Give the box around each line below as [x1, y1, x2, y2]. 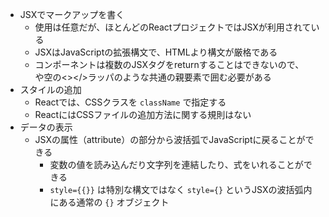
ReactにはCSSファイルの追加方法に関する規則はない [34, 109, 252, 120]
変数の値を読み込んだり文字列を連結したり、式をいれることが [49, 159, 304, 170]
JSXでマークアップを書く [19, 9, 125, 20]
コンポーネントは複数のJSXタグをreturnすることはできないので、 [34, 59, 305, 70]
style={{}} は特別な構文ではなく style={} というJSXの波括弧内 [49, 184, 313, 195]
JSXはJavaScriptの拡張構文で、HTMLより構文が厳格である [34, 46, 278, 58]
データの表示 [19, 121, 73, 133]
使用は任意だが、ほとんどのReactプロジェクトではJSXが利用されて [34, 21, 312, 33]
